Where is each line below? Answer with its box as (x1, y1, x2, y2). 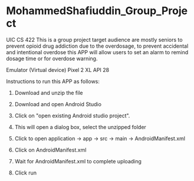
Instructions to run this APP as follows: (6, 78, 100, 85)
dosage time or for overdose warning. (6, 55, 98, 62)
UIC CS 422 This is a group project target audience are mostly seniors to (6, 36, 183, 43)
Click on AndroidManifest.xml (14, 146, 87, 153)
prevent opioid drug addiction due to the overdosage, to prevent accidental (6, 42, 189, 50)
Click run (14, 169, 37, 176)
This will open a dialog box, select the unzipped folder (14, 123, 146, 130)
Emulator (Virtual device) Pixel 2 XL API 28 (6, 66, 110, 73)
